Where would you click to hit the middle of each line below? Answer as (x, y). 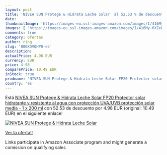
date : (11, 19)
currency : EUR (20, 60)
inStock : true (20, 74)
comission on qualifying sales (36, 147)
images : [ (15, 28)
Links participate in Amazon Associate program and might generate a (76, 142)
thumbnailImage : (22, 24)
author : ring (19, 42)
